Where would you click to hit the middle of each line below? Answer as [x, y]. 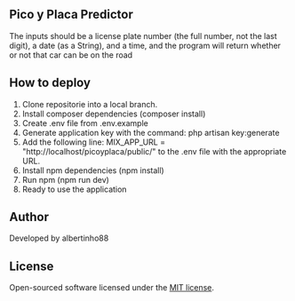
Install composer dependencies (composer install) [114, 114]
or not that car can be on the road [71, 55]
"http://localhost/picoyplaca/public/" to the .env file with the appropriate [154, 151]
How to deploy [50, 83]
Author [29, 217]
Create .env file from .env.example [85, 123]
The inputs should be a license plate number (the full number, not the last [143, 36]
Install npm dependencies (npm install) [93, 170]
